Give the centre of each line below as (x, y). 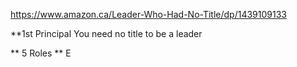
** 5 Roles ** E (41, 53)
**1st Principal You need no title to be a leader (106, 33)
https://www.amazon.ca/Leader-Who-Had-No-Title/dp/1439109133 (148, 14)
